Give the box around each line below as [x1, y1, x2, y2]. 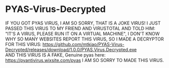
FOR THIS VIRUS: [5, 41, 41, 47]
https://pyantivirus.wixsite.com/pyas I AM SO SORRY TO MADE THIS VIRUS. [5, 57, 164, 63]
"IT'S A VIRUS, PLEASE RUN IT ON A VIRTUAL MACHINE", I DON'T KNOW [5, 30, 160, 36]
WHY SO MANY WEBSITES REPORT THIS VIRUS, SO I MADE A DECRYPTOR [5, 36, 164, 42]
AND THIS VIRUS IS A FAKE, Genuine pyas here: [5, 51, 106, 58]
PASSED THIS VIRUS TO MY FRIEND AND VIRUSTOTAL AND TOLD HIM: [5, 25, 155, 31]
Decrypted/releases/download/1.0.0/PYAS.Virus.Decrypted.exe [5, 46, 137, 52]
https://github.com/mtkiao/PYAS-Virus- [42, 41, 125, 47]
